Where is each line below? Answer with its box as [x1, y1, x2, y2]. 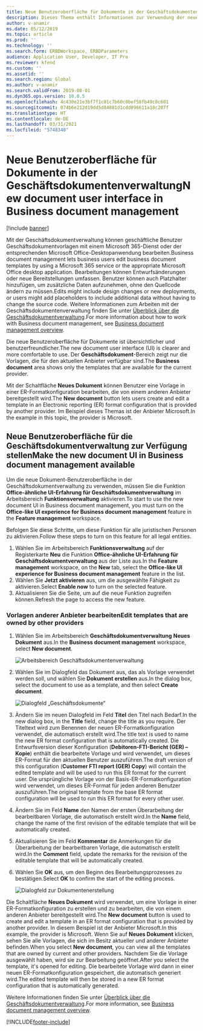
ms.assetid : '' [6, 71, 45, 77]
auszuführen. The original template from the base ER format [14, 788, 163, 796]
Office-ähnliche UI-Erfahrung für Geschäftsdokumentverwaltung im [6, 488, 181, 496]
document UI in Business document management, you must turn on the [6, 502, 184, 509]
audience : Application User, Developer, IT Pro [6, 54, 129, 60]
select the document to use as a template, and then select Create [14, 681, 178, 689]
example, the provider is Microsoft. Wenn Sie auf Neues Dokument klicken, [6, 931, 195, 938]
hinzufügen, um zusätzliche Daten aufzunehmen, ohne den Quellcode [6, 281, 181, 288]
